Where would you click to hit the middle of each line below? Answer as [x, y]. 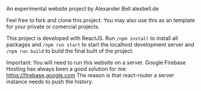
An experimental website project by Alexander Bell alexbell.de [82, 9]
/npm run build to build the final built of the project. [70, 51]
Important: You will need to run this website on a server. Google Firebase [96, 63]
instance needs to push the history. [50, 81]
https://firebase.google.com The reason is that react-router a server [90, 75]
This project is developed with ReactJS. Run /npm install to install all [92, 38]
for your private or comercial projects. [53, 27]
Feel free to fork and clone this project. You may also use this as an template [101, 20]
